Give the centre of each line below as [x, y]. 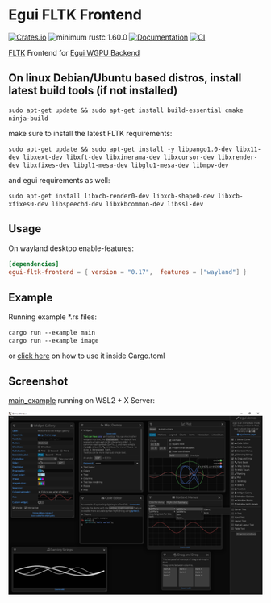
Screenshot [38, 381]
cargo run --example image [54, 341]
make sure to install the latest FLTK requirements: [90, 133]
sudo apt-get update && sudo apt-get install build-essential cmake [126, 110]
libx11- [249, 149]
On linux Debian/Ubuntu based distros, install [125, 78]
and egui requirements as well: [59, 180]
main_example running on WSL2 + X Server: [82, 400]
